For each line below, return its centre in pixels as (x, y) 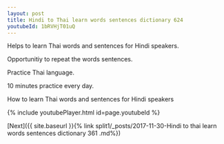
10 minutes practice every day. (51, 86)
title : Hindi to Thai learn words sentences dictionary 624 (95, 20)
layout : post (26, 13)
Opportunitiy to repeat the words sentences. (70, 59)
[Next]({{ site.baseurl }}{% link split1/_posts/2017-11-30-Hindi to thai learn (112, 126)
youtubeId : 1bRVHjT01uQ (41, 26)
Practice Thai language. (41, 72)
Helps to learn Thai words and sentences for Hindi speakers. (93, 46)
